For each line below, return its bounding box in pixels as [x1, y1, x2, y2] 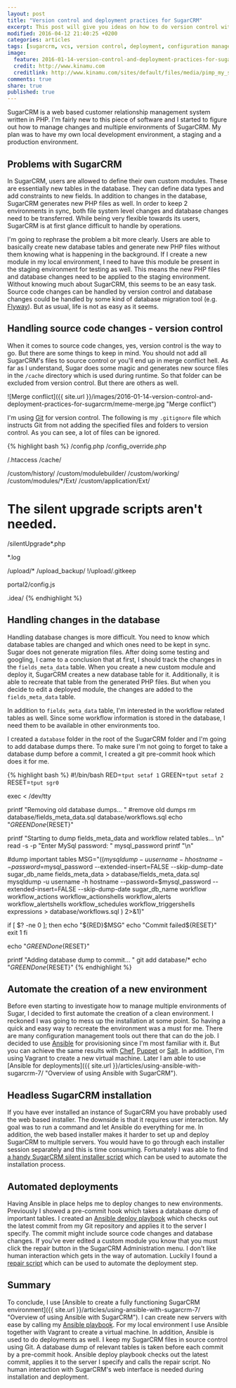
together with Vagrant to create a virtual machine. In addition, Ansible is [7, 1328, 214, 1336]
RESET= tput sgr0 [7, 778, 60, 787]
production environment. [7, 138, 79, 146]
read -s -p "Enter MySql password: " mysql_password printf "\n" [7, 841, 194, 850]
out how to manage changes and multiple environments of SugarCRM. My [7, 123, 221, 131]
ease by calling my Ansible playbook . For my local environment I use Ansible [7, 1320, 228, 1328]
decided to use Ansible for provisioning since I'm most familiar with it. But [7, 1039, 220, 1047]
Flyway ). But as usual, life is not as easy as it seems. [7, 302, 159, 310]
